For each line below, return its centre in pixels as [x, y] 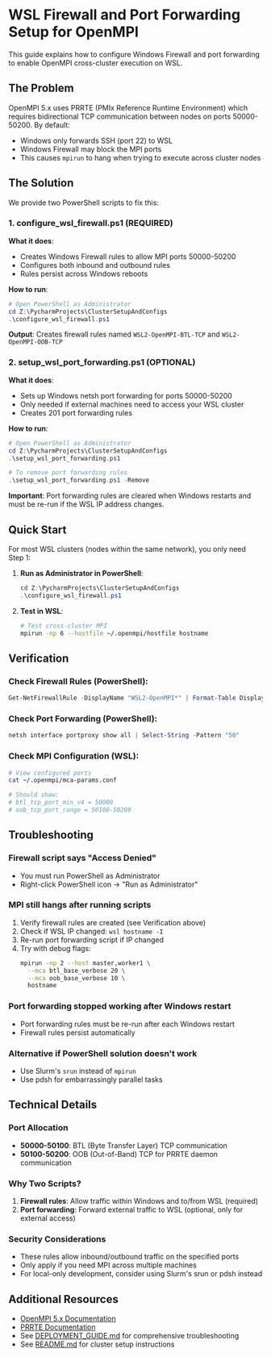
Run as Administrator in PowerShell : [81, 573]
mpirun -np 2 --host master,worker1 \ [85, 963]
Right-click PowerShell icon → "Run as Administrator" [109, 884]
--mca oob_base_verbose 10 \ [77, 978]
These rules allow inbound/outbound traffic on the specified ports [129, 1257]
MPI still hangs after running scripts [80, 905]
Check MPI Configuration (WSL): [74, 756]
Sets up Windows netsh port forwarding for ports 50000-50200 [126, 395]
